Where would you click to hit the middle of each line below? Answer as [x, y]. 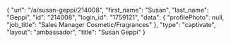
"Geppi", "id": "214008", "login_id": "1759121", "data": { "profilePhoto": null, [115, 17]
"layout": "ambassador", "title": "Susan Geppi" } [76, 32]
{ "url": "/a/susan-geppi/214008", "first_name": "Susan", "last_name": [108, 10]
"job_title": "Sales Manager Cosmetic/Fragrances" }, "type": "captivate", [111, 25]
